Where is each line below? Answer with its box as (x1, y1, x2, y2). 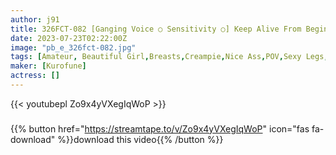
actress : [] (10, 71, 60, 81)
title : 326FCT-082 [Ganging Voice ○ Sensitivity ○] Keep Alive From (10, 24, 302, 34)
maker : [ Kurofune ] (10, 61, 87, 71)
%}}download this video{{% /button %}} (57, 133, 224, 145)
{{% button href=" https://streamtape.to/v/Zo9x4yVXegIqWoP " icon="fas (10, 122, 310, 135)
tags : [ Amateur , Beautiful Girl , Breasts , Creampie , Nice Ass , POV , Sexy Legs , (10, 52, 329, 62)
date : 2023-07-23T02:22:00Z (10, 33, 128, 43)
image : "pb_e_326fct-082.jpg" (10, 42, 137, 53)
